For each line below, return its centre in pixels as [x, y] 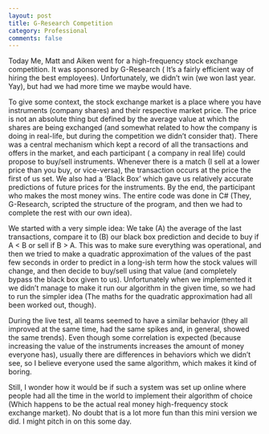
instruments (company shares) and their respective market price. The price [132, 111]
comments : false [35, 38]
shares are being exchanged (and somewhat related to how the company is [133, 128]
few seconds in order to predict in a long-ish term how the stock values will [133, 262]
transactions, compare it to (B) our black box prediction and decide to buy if [134, 237]
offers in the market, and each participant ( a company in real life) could [127, 153]
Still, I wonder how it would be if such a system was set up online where [127, 387]
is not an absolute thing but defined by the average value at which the [124, 119]
